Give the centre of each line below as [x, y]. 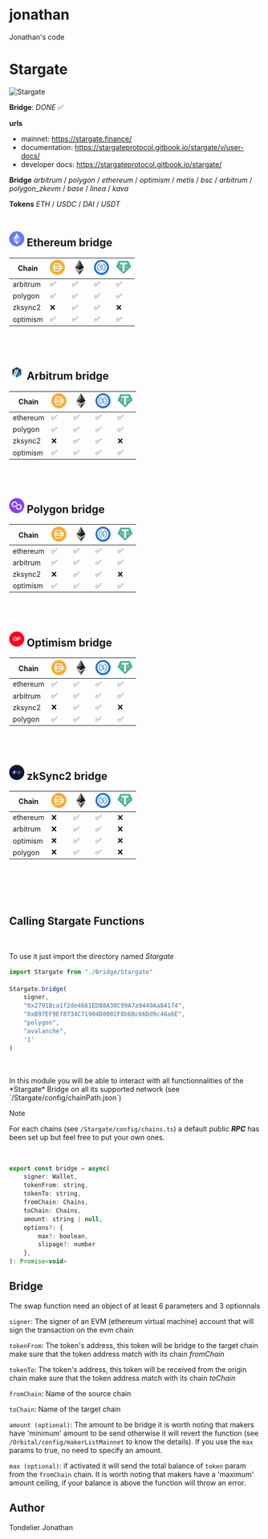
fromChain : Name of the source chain [70, 1393]
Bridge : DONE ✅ [37, 107]
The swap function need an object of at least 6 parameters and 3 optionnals [135, 1306]
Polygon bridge [65, 509]
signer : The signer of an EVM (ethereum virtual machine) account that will [132, 1321]
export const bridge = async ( [60, 1168]
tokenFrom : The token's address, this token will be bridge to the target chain [134, 1345]
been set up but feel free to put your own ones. [87, 1137]
